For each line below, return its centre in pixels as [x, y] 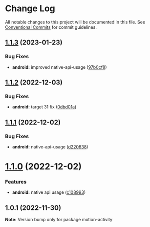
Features [16, 182]
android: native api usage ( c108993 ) [49, 192]
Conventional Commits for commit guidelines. [51, 27]
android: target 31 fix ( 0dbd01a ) [44, 107]
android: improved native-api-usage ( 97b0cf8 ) [59, 67]
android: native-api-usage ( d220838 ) [50, 147]
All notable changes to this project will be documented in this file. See [75, 22]
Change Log [30, 9]
